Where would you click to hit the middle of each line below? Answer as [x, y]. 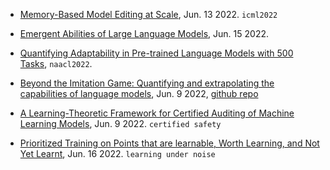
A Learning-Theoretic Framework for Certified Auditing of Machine [157, 113]
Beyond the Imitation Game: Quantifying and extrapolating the [147, 83]
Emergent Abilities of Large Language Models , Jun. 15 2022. [144, 33]
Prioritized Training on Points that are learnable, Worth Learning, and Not [169, 143]
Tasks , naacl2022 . [56, 63]
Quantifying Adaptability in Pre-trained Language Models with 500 [156, 53]
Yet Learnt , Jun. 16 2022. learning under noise [117, 153]
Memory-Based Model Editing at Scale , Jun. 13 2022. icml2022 [148, 14]
